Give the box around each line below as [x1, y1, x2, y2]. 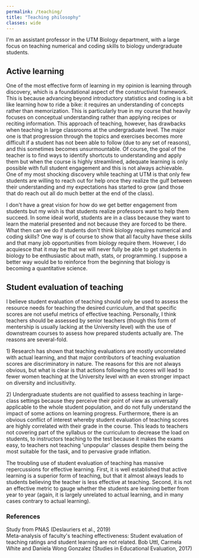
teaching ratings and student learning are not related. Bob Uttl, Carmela [6, 538, 182, 546]
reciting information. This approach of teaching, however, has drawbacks [6, 120, 186, 127]
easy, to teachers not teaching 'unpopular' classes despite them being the [6, 442, 188, 448]
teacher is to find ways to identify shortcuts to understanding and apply [6, 152, 182, 159]
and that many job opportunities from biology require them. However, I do [6, 239, 186, 246]
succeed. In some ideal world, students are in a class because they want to [6, 214, 191, 221]
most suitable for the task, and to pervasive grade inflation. [6, 448, 151, 455]
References [6, 512, 41, 520]
